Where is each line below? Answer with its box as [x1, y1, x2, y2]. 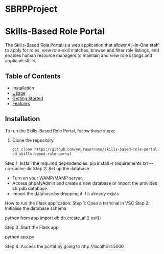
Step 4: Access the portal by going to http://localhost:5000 [5, 243, 124, 249]
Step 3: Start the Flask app [5, 224, 59, 230]
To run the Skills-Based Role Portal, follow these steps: [5, 127, 116, 133]
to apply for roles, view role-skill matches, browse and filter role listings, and [5, 48, 159, 53]
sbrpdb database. [12, 185, 48, 191]
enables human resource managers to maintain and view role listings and [5, 52, 153, 58]
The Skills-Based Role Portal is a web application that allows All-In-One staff [5, 42, 159, 48]
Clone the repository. [12, 137, 55, 143]
